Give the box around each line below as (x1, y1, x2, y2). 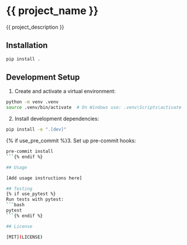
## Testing (6, 186, 33, 192)
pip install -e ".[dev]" (6, 127, 67, 132)
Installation (6, 40, 48, 50)
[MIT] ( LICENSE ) (6, 234, 43, 240)
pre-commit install (6, 148, 54, 155)
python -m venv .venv (6, 99, 59, 105)
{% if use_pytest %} (6, 191, 57, 197)
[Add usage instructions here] (6, 175, 82, 181)
